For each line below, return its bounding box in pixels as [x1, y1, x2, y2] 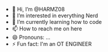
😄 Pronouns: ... [11, 33, 51, 41]
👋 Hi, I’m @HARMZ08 [11, 6, 65, 13]
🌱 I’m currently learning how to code [11, 19, 102, 25]
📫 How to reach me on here [11, 25, 82, 32]
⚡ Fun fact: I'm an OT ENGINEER [11, 41, 92, 47]
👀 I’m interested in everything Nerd [11, 12, 98, 19]
